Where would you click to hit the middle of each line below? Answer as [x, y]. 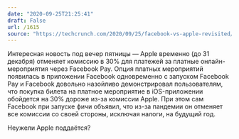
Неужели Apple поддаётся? [49, 128]
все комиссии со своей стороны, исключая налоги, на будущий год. [111, 114]
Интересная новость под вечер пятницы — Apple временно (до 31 [108, 54]
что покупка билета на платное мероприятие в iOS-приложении [105, 91]
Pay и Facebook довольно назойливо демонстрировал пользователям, [115, 84]
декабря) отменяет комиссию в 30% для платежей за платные [103, 62]
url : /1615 [23, 27]
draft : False [27, 21]
